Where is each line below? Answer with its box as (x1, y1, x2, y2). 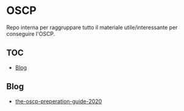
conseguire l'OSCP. (6, 30, 55, 37)
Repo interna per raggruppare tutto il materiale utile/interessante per (6, 24, 178, 31)
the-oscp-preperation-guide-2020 (15, 98, 102, 105)
